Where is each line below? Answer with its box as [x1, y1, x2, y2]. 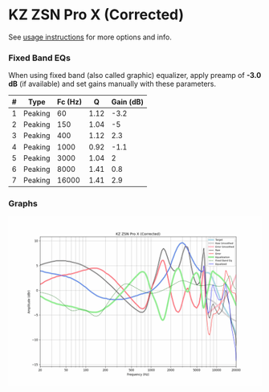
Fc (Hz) [57, 96, 83, 106]
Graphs [8, 198, 38, 209]
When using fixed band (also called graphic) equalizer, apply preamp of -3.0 [8, 71, 262, 80]
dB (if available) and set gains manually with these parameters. [8, 79, 217, 89]
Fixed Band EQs [8, 52, 71, 63]
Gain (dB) [111, 96, 145, 106]
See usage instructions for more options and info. [8, 32, 173, 42]
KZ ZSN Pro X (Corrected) [8, 6, 185, 24]
